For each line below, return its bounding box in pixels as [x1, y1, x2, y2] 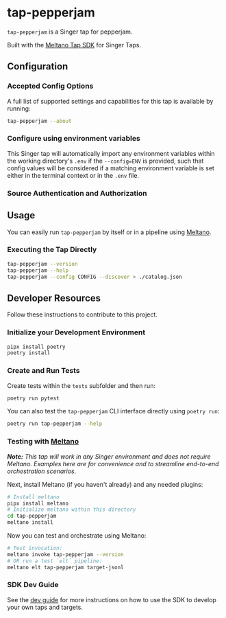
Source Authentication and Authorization [7, 188, 147, 198]
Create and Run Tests [7, 366, 80, 376]
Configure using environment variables [7, 134, 140, 144]
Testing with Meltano [7, 437, 79, 446]
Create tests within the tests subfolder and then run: [7, 381, 156, 389]
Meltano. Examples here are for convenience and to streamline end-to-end [7, 459, 219, 468]
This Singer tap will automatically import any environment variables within [7, 149, 215, 157]
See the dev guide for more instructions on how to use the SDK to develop [7, 595, 217, 604]
